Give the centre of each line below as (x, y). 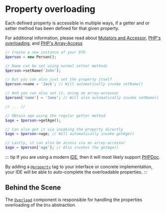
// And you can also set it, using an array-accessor (62, 93)
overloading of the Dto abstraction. (41, 205)
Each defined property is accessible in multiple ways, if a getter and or (78, 23)
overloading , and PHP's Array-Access (44, 43)
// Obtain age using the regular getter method (55, 115)
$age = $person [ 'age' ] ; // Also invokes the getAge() (62, 148)
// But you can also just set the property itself (59, 80)
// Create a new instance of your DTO (45, 52)
